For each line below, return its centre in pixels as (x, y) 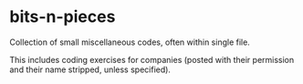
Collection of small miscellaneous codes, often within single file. (130, 42)
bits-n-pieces (63, 17)
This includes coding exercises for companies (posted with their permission (152, 59)
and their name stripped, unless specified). (90, 69)
